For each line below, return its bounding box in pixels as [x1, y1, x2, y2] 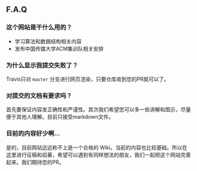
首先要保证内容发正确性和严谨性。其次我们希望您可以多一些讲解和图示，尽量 [6, 106, 191, 113]
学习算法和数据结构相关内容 [14, 37, 82, 45]
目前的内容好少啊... [6, 129, 60, 138]
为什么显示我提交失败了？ [6, 61, 79, 69]
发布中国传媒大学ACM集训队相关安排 [14, 45, 104, 52]
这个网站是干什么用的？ [6, 23, 72, 32]
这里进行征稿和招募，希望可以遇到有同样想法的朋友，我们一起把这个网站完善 [6, 151, 191, 158]
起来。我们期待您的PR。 [6, 158, 64, 166]
